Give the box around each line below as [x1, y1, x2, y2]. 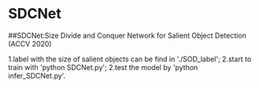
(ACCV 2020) [8, 38, 53, 48]
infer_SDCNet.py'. [8, 71, 66, 80]
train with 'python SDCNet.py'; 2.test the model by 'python [8, 62, 198, 71]
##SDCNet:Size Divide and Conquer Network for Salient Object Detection [8, 31, 246, 40]
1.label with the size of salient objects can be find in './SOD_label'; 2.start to [8, 54, 252, 64]
